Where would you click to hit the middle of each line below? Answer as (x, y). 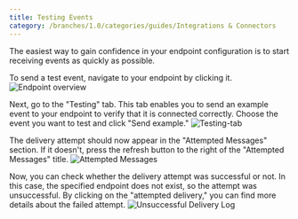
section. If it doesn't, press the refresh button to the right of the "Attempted (147, 149)
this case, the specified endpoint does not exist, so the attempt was (133, 185)
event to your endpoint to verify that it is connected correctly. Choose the (144, 113)
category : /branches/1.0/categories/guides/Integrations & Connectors (143, 26)
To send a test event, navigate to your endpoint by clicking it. (121, 77)
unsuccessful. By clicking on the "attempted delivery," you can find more (143, 195)
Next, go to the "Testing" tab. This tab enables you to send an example (139, 104)
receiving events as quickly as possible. (82, 60)
